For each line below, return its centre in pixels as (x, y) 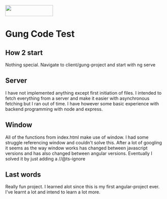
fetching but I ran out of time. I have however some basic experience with (82, 103)
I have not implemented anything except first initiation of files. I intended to (83, 93)
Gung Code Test (40, 34)
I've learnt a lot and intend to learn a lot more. (53, 192)
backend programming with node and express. (54, 109)
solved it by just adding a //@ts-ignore (45, 158)
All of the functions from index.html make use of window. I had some (77, 137)
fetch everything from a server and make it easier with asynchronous (77, 98)
